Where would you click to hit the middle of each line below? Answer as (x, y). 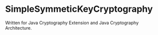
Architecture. (19, 28)
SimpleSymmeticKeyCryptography (79, 9)
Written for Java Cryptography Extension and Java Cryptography (72, 23)
